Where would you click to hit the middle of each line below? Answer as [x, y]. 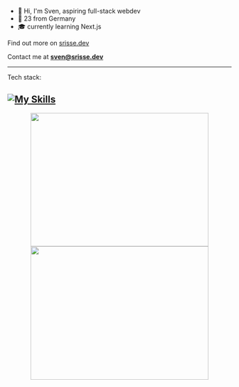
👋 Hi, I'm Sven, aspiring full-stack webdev [79, 11]
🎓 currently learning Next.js [59, 26]
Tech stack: [24, 77]
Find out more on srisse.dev [48, 43]
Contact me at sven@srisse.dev [55, 57]
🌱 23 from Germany [47, 18]
